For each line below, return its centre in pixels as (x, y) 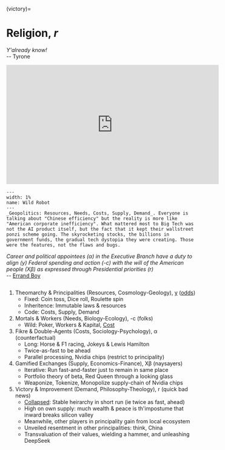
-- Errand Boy (23, 276)
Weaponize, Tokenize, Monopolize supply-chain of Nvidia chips (103, 382)
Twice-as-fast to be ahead (57, 350)
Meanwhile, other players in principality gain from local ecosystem (107, 421)
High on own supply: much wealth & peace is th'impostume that (104, 408)
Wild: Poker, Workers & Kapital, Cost (69, 325)
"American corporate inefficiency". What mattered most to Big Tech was (100, 223)
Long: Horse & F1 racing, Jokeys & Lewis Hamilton (87, 344)
